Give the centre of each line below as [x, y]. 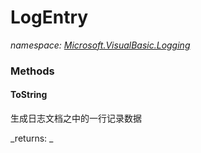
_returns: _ [32, 138]
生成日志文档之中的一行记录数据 [76, 118]
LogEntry [49, 17]
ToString [29, 95]
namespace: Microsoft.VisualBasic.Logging [100, 45]
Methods [32, 71]
